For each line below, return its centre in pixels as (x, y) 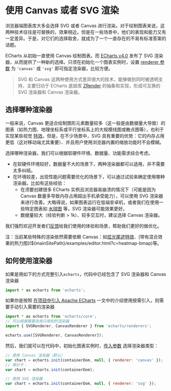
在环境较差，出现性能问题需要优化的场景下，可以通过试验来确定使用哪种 (89, 176)
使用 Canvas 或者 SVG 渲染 (62, 10)
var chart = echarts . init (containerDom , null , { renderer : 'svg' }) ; (81, 384)
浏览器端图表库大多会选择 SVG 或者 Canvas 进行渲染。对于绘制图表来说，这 (85, 26)
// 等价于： (17, 365)
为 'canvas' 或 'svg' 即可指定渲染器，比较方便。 (62, 68)
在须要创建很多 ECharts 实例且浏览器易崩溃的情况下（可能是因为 (88, 189)
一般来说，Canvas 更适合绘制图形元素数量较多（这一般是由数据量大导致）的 (86, 123)
